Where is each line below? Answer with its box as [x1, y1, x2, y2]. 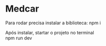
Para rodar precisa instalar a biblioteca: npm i [5, 20, 101, 26]
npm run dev [5, 35, 32, 41]
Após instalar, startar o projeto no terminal [5, 29, 94, 35]
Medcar [5, 3, 39, 15]
